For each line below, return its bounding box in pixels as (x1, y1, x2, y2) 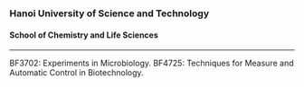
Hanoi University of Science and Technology (9, 7, 210, 20)
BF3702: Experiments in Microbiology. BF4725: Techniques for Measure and (9, 57, 294, 69)
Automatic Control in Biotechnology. (9, 67, 144, 78)
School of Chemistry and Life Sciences (9, 30, 158, 40)
